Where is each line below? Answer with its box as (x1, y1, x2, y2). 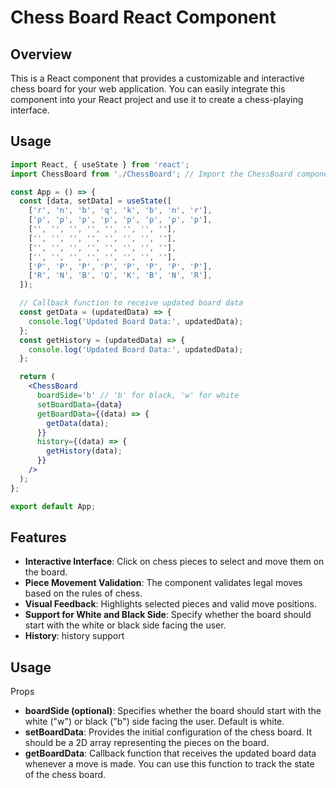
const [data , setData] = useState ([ (19, 196, 172, 206)
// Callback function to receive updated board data (19, 298, 244, 308)
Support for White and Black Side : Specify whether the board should (24, 609, 312, 621)
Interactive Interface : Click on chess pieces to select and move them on (24, 556, 325, 568)
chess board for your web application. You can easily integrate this (10, 83, 286, 95)
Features (10, 529, 67, 546)
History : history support (24, 630, 125, 642)
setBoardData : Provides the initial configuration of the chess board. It (24, 726, 313, 738)
